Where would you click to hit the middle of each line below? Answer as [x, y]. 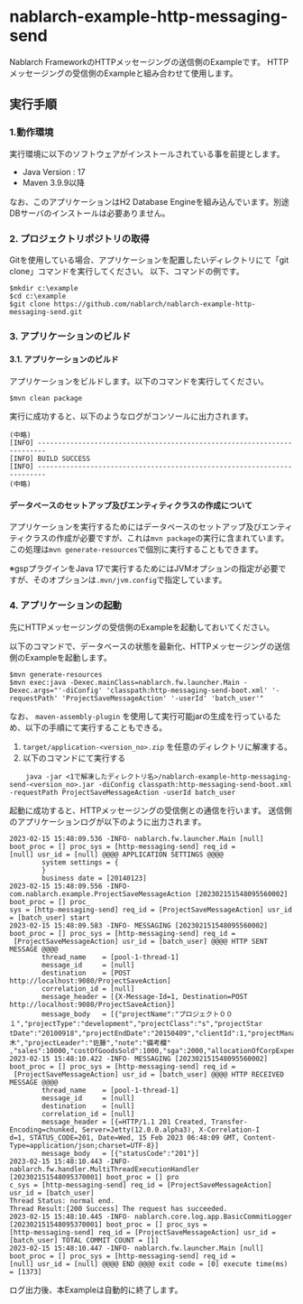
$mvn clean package [46, 399]
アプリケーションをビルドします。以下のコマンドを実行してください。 [139, 382]
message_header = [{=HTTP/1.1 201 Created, [124, 1122]
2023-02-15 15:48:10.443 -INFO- [70, 1161]
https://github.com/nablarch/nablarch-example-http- [155, 304]
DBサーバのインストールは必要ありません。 [90, 213]
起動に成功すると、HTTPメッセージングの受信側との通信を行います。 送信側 [151, 810]
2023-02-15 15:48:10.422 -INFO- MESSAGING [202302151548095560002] [139, 1059]
